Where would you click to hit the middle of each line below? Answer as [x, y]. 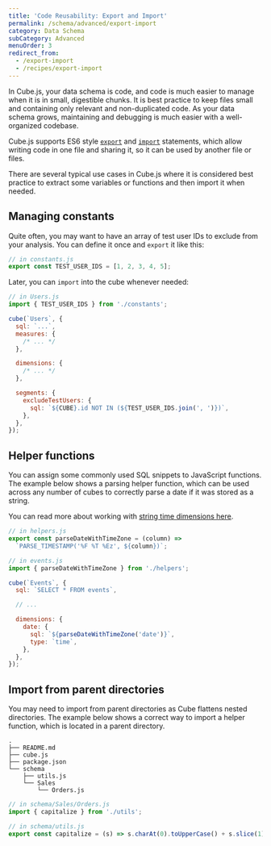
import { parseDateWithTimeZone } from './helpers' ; [99, 568]
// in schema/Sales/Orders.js [59, 804]
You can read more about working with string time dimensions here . [121, 516]
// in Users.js [34, 297]
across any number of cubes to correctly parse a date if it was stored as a [131, 492]
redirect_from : [34, 53]
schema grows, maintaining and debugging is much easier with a [116, 117]
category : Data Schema [46, 31]
